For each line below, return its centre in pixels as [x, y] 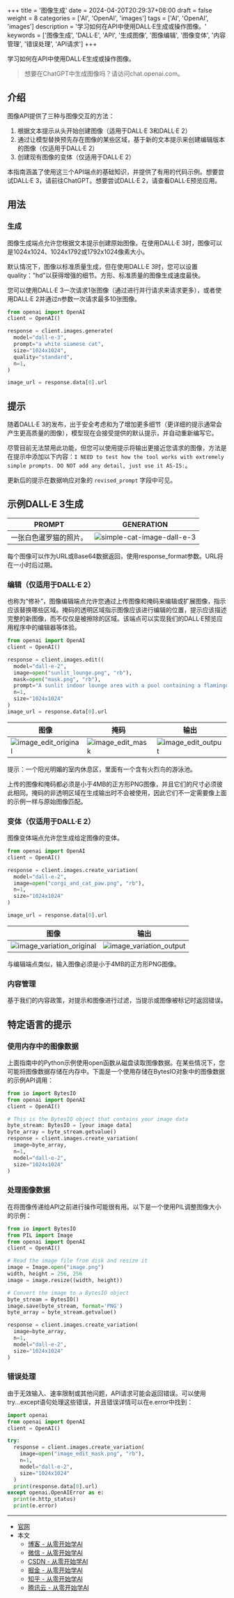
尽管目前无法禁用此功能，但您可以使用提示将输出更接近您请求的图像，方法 [114, 448]
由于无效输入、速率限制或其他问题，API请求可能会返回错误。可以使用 [107, 1393]
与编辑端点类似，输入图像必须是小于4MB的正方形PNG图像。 [94, 964]
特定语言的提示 [39, 1025]
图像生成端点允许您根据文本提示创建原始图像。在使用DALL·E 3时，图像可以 [115, 242]
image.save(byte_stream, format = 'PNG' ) [65, 1306]
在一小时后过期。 [32, 565]
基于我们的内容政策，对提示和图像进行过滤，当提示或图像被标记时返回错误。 [117, 1001]
